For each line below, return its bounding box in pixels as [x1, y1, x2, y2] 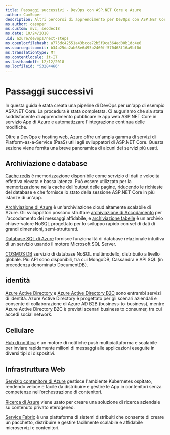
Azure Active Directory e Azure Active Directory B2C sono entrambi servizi [5, 289, 161, 296]
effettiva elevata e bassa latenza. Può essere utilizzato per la [5, 178, 132, 184]
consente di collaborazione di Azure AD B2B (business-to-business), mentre [5, 300, 165, 307]
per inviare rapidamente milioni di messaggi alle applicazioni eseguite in [5, 345, 155, 351]
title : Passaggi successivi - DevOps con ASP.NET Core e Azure [5, 7, 142, 13]
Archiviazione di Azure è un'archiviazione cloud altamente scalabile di [5, 204, 151, 210]
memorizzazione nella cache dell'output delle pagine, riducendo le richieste [5, 184, 163, 190]
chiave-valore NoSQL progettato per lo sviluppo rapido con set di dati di [5, 220, 155, 226]
